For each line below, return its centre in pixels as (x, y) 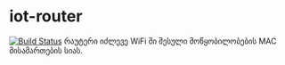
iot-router (46, 16)
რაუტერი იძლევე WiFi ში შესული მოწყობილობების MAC (171, 41)
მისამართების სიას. (46, 50)
